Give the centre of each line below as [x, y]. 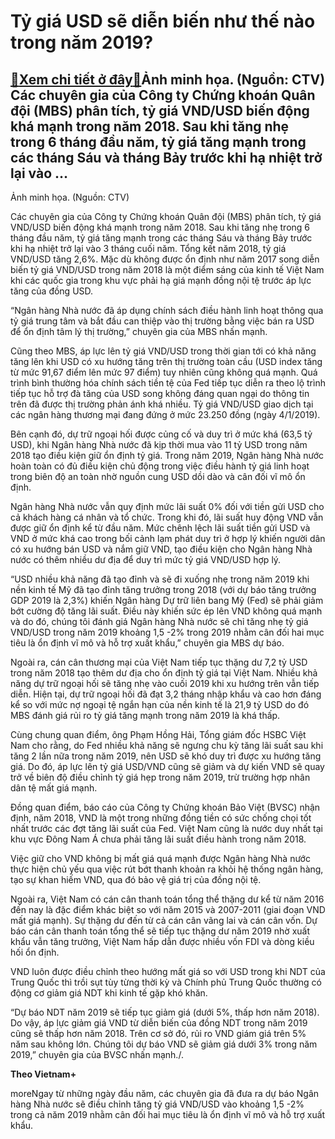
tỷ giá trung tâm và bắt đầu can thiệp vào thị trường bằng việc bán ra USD [162, 321]
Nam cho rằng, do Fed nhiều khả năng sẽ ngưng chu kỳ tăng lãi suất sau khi [167, 745]
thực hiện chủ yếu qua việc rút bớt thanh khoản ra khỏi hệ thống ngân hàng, [167, 869]
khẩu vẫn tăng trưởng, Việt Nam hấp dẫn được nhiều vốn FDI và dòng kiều [162, 941]
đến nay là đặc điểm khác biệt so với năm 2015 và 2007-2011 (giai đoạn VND [168, 909]
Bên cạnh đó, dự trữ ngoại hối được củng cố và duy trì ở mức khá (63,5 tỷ [161, 434]
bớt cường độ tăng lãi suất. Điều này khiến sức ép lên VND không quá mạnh [166, 611]
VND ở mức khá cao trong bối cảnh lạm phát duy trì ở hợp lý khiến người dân [168, 538]
